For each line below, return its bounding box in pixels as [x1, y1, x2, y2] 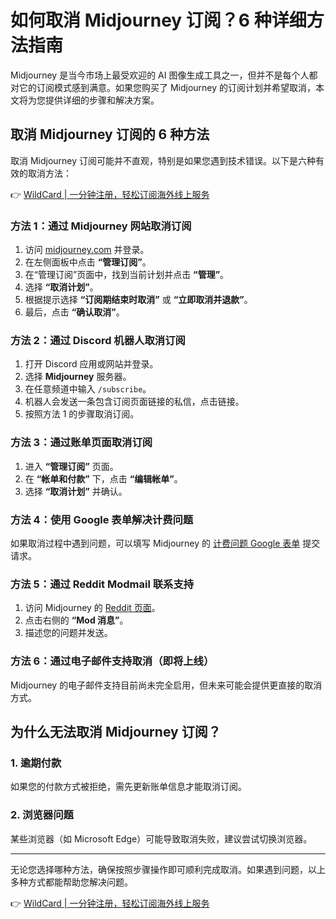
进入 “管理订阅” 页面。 [24, 460, 119, 472]
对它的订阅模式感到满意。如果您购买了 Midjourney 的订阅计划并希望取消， [10, 81, 317, 93]
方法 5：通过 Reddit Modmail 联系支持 [10, 577, 195, 591]
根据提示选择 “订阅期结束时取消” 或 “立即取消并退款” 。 [24, 294, 253, 306]
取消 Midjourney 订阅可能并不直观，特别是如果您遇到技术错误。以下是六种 [10, 154, 317, 166]
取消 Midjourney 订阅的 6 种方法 [10, 126, 210, 143]
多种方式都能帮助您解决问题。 [10, 876, 133, 888]
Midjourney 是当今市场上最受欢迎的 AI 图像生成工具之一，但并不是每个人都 [10, 69, 318, 81]
